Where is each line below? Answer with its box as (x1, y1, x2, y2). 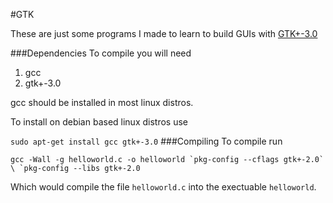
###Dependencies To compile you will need (10, 47, 192, 59)
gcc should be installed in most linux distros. (10, 97, 194, 108)
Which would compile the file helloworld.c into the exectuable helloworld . (10, 181, 317, 193)
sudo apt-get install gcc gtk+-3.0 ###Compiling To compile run (10, 135, 283, 147)
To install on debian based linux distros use (10, 116, 188, 128)
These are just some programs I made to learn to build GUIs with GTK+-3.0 (10, 28, 318, 39)
